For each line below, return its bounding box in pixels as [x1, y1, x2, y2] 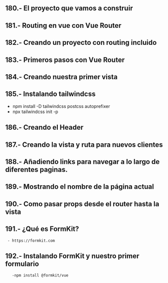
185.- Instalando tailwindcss [5, 90, 96, 98]
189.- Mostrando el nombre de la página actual [5, 183, 154, 191]
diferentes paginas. [5, 165, 68, 174]
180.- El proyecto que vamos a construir [5, 4, 133, 13]
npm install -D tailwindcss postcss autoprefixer [12, 103, 110, 109]
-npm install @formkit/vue [12, 273, 69, 278]
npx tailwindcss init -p [12, 108, 59, 115]
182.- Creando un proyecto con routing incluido [5, 38, 157, 47]
